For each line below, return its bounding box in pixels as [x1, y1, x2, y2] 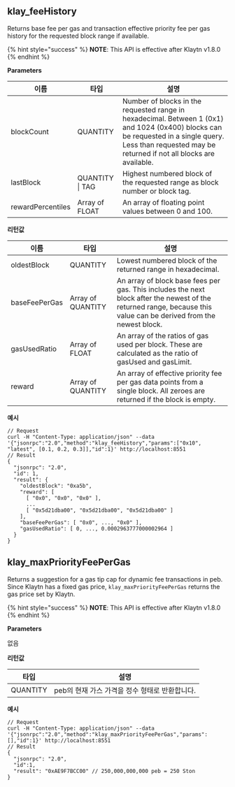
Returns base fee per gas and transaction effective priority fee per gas [7, 24, 211, 32]
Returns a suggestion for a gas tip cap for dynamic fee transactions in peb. [7, 575, 223, 583]
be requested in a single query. [122, 131, 225, 140]
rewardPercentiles [10, 202, 71, 212]
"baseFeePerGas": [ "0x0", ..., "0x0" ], [20, 519, 142, 526]
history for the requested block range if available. [7, 31, 149, 40]
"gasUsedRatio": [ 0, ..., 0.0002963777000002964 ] [20, 525, 173, 532]
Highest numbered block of [122, 168, 213, 178]
